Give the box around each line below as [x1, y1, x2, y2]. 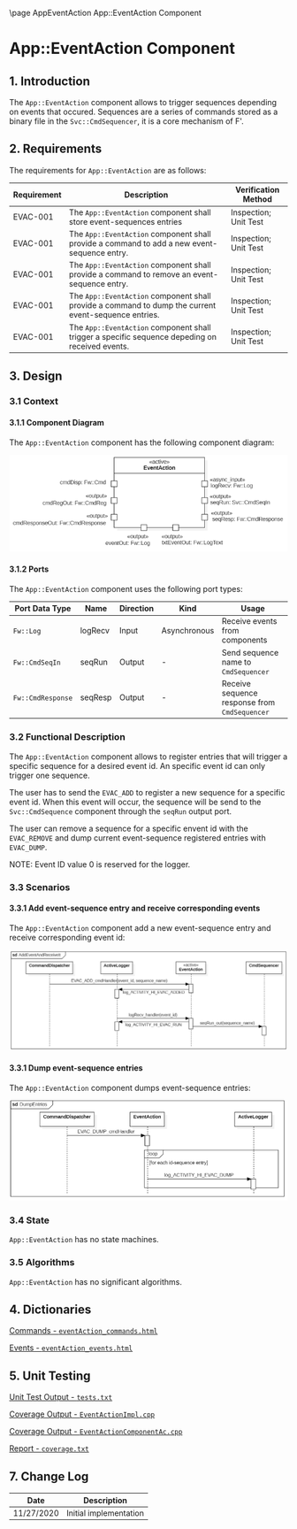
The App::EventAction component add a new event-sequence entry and [9, 922, 271, 933]
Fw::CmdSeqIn [12, 658, 61, 667]
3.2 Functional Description [9, 731, 126, 743]
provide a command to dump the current [69, 300, 217, 311]
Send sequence [221, 647, 279, 657]
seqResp [80, 692, 112, 703]
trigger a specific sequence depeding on [69, 331, 217, 342]
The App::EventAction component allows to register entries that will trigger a [9, 751, 288, 762]
